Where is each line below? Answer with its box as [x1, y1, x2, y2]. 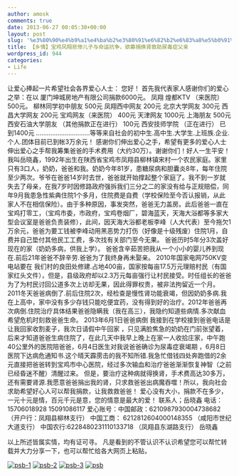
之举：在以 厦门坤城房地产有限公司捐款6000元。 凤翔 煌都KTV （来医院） [7, 93, 224, 101]
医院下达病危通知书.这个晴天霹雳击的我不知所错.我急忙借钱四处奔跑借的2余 [7, 351, 227, 360]
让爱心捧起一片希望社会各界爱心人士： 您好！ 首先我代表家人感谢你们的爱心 [7, 83, 229, 93]
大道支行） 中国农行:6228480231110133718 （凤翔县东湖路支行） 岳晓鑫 [7, 422, 218, 431]
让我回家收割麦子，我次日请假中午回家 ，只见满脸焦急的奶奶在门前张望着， [7, 324, 228, 333]
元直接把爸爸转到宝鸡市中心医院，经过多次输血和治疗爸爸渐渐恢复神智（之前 [7, 360, 232, 368]
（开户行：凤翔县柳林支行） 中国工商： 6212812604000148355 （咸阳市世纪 [7, 413, 232, 422]
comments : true [7, 17, 53, 24]
